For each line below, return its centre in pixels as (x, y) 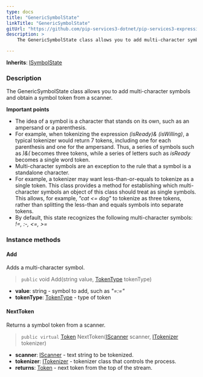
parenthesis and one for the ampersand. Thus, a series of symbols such (105, 147)
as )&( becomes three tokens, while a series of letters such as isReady (102, 153)
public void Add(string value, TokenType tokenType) (86, 280)
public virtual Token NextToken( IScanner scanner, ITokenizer (100, 336)
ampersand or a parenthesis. (51, 128)
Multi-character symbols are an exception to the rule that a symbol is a (103, 166)
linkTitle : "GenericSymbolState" (48, 23)
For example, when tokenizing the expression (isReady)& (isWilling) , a (102, 134)
